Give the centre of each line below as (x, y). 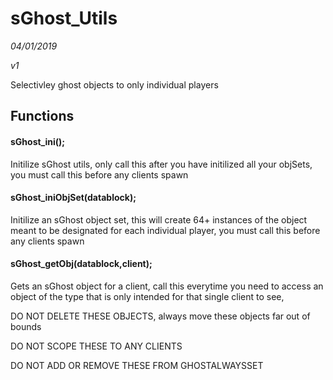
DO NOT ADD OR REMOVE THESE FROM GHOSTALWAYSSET (137, 365)
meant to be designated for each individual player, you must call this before (165, 230)
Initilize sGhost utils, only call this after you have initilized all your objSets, (161, 164)
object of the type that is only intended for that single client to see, (147, 296)
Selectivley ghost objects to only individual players (114, 84)
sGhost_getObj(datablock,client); (81, 264)
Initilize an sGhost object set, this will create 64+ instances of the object (159, 219)
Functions (42, 116)
